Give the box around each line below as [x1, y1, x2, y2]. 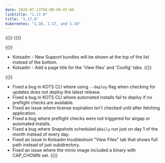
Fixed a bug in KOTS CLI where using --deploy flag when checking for [12, 84, 156, 90]
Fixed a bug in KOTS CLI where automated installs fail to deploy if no [12, 94, 153, 100]
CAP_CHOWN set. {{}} [12, 153, 58, 159]
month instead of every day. [12, 131, 70, 137]
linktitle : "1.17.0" [5, 12, 48, 17]
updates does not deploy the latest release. [12, 89, 101, 95]
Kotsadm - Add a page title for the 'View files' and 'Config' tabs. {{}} [12, 65, 152, 71]
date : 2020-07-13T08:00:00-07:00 [5, 7, 74, 12]
